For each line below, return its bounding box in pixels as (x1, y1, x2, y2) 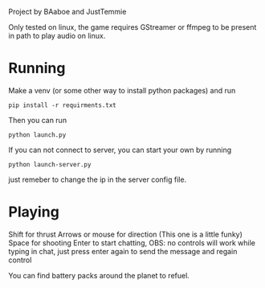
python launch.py (8, 130, 67, 139)
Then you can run (8, 115, 67, 125)
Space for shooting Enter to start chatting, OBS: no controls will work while (8, 237, 255, 248)
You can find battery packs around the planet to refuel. (8, 270, 190, 280)
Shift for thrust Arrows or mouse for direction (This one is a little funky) (8, 229, 243, 239)
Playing (8, 203, 60, 221)
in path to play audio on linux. (8, 31, 106, 40)
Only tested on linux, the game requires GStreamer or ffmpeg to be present (8, 23, 257, 31)
